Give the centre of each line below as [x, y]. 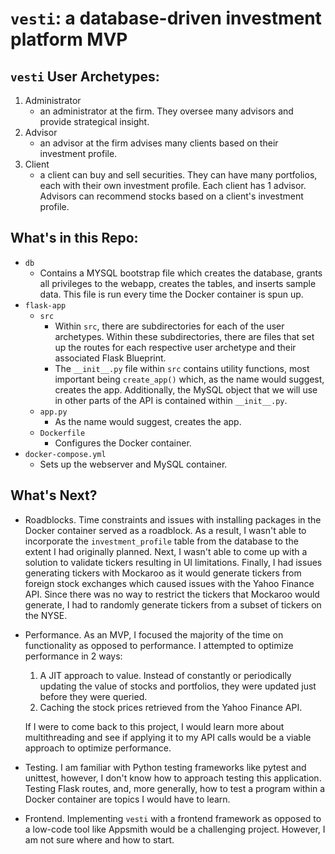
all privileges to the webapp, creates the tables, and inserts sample [178, 283]
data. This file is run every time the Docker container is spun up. [171, 294]
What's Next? [54, 495]
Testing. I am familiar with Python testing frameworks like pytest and [165, 767]
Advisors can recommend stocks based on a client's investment [171, 196]
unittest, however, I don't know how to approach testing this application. [173, 778]
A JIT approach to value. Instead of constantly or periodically [165, 675]
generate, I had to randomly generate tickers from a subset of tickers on [173, 604]
